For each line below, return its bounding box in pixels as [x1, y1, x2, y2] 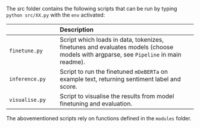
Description [60, 26, 94, 33]
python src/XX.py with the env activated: [6, 11, 105, 18]
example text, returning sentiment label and [60, 75, 181, 83]
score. [60, 83, 77, 90]
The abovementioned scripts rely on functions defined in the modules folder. [6, 115, 192, 121]
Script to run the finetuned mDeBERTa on [60, 68, 168, 76]
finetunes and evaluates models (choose [60, 43, 174, 51]
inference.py [9, 76, 46, 82]
